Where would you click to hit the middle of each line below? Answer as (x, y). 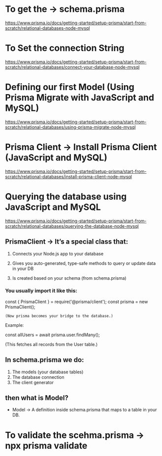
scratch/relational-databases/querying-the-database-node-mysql (72, 226)
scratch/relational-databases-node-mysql (48, 28)
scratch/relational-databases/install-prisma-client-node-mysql (68, 176)
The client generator (33, 382)
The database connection (38, 377)
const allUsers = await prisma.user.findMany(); (52, 335)
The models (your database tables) (48, 372)
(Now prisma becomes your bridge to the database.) (59, 316)
